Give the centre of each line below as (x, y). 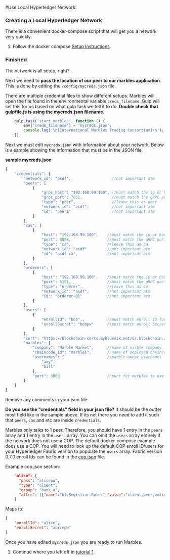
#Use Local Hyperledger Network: (41, 7)
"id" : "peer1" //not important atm (98, 211)
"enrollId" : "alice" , (37, 523)
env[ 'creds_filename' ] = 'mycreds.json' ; (68, 126)
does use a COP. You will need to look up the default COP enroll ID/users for (84, 446)
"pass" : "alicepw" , (39, 480)
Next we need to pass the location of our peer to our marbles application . (83, 80)
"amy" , (48, 362)
